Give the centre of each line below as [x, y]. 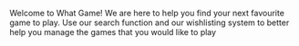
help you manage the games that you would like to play [113, 32]
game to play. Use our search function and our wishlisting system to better [149, 23]
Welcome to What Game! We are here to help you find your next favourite [147, 13]
